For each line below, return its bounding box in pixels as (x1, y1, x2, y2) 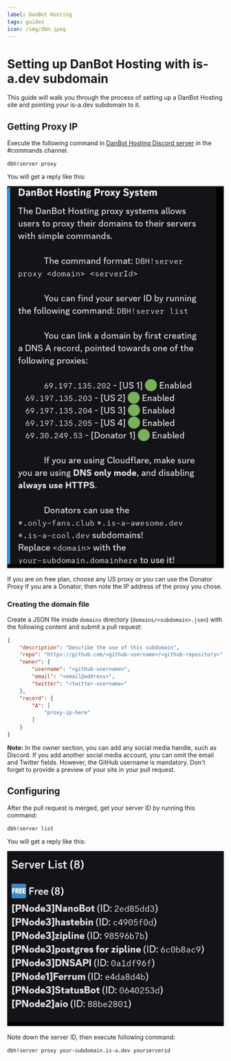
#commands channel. (7, 147, 69, 155)
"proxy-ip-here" (43, 709, 91, 716)
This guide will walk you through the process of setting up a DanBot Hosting (7, 94, 223, 102)
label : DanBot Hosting (7, 11, 72, 18)
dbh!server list (7, 825, 54, 832)
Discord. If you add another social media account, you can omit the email (7, 751, 214, 759)
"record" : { (19, 695, 54, 702)
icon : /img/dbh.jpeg (7, 25, 67, 32)
